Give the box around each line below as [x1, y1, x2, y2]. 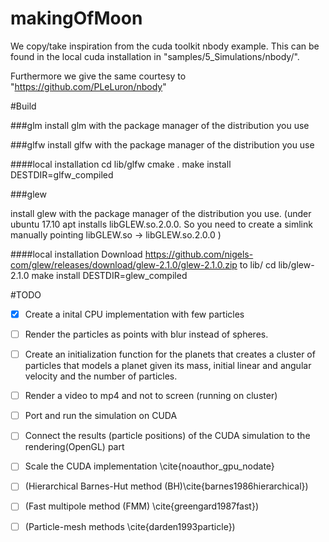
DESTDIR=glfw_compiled [10, 168, 114, 181]
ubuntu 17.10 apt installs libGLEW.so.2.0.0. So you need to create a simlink [10, 218, 313, 230]
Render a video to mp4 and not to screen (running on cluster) [24, 390, 278, 402]
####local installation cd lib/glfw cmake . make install [10, 158, 232, 170]
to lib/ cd [239, 258, 277, 271]
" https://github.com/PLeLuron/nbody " [10, 80, 167, 92]
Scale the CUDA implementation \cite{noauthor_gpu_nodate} [24, 460, 275, 472]
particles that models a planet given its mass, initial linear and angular [24, 360, 312, 372]
